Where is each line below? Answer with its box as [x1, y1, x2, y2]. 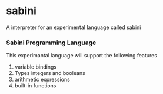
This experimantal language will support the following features [6, 52, 158, 59]
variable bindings [14, 63, 57, 70]
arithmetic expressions [14, 76, 71, 83]
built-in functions [14, 82, 56, 89]
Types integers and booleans [14, 70, 85, 77]
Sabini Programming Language [6, 38, 97, 47]
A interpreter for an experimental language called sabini [6, 24, 141, 31]
